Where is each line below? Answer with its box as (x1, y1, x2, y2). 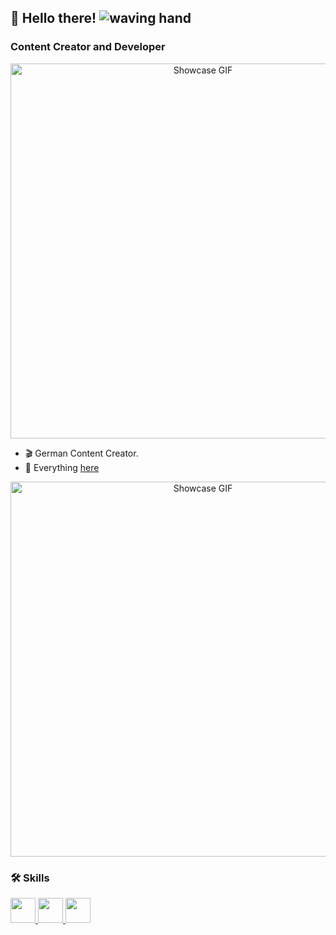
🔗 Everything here (24, 461, 100, 473)
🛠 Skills (10, 871, 50, 885)
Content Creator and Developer (10, 40, 166, 54)
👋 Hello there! (10, 10, 97, 27)
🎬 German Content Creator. (24, 447, 139, 459)
